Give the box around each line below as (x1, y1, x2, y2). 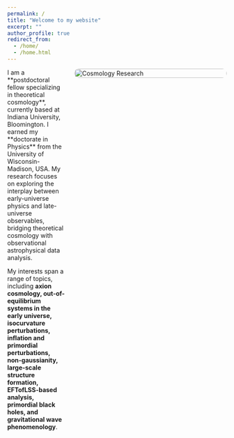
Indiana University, (7, 112, 61, 121)
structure (7, 370, 36, 379)
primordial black (7, 400, 56, 409)
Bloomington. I (7, 120, 49, 128)
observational (7, 239, 47, 247)
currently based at (7, 105, 61, 114)
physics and (7, 202, 42, 210)
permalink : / (7, 10, 45, 17)
